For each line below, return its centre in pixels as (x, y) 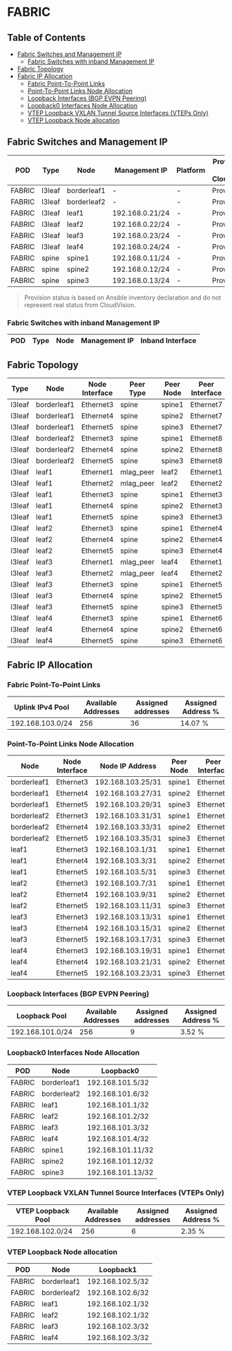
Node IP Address (128, 766)
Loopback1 (118, 1270)
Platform (191, 170)
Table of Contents (47, 38)
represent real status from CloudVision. (80, 304)
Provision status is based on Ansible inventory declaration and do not (123, 297)
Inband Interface (168, 341)
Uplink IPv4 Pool (41, 707)
